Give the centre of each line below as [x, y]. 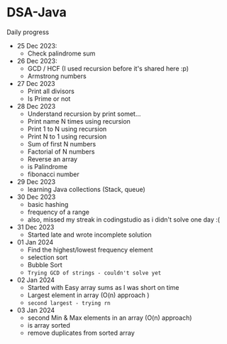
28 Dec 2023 [36, 106]
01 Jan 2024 [35, 242]
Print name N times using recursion [79, 121]
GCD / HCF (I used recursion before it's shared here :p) [108, 68]
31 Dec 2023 [35, 227]
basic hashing [48, 204]
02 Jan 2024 [35, 280]
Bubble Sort [45, 264]
